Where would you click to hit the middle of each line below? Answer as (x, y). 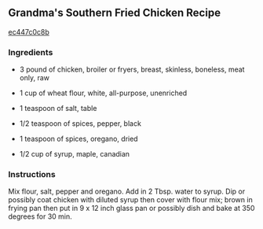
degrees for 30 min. (40, 216)
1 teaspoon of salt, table (58, 109)
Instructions (32, 175)
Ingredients (31, 52)
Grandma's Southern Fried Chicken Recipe (115, 13)
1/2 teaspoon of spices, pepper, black (80, 124)
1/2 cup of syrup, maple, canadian (75, 154)
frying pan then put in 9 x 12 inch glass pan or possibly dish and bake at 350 (131, 209)
